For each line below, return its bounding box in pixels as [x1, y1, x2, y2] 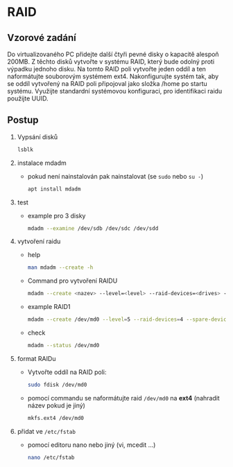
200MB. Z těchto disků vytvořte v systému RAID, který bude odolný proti [7, 58, 215, 66]
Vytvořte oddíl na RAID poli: [27, 368, 107, 376]
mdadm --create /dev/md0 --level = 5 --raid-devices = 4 [27, 316, 184, 323]
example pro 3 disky [27, 211, 86, 220]
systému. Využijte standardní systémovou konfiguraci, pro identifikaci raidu [7, 87, 223, 95]
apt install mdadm [27, 185, 81, 193]
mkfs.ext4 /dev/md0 [27, 414, 85, 421]
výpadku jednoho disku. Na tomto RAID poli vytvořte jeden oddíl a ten [7, 65, 207, 73]
